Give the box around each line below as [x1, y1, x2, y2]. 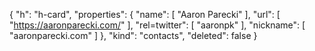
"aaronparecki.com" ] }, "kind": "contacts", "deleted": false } [9, 30, 258, 41]
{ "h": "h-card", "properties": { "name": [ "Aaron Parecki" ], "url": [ [9, 9, 281, 20]
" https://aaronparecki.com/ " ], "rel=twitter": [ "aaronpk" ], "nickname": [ [9, 19, 306, 31]
